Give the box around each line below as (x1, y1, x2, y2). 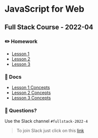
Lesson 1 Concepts (11, 85, 50, 91)
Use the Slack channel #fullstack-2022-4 (4, 118, 88, 124)
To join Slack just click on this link (16, 128, 84, 134)
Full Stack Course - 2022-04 (4, 23, 94, 31)
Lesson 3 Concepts (11, 95, 51, 101)
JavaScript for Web (4, 3, 85, 15)
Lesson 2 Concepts (11, 90, 51, 96)
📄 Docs (4, 73, 22, 80)
